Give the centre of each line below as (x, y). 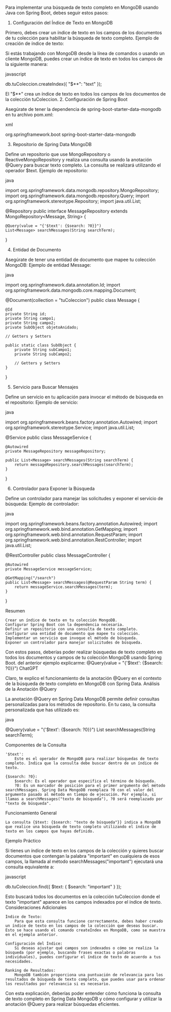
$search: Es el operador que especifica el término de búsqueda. (86, 781)
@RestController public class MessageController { (58, 555)
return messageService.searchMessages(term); (64, 587)
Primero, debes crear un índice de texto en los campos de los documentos (84, 32)
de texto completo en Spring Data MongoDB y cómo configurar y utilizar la (84, 999)
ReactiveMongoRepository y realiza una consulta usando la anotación (79, 160)
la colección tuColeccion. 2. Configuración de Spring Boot (66, 99)
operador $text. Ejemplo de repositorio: (47, 170)
